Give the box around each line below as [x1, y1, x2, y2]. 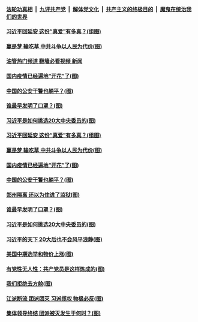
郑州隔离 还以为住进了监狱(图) [6, 191, 80, 198]
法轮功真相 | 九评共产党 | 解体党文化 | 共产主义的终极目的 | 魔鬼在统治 [6, 5, 187, 13]
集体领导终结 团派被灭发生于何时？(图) [6, 309, 101, 317]
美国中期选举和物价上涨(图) [6, 251, 74, 258]
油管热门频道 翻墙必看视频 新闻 [6, 58, 83, 65]
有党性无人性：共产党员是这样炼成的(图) [6, 265, 105, 272]
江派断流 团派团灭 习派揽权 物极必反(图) [6, 294, 104, 302]
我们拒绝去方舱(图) [6, 280, 53, 287]
